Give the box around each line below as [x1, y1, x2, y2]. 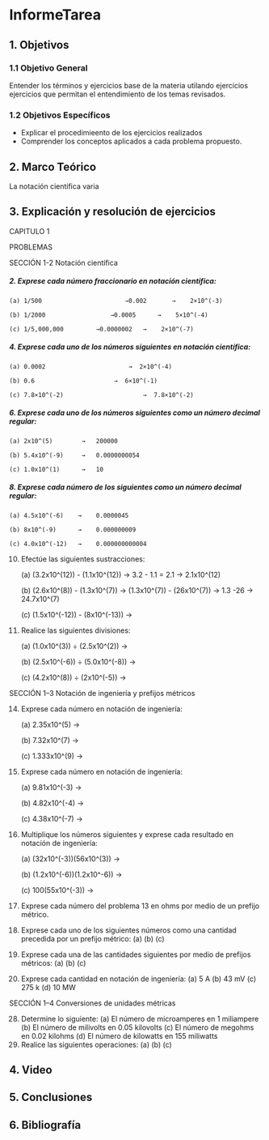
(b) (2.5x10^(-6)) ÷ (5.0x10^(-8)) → [20, 656, 137, 666]
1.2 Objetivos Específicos [9, 109, 111, 121]
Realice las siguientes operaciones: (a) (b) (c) [20, 1040, 172, 1049]
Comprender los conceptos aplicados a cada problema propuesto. [20, 136, 242, 147]
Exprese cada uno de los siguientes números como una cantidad [20, 925, 237, 935]
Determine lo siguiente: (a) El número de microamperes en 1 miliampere [20, 1014, 259, 1023]
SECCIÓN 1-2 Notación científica [9, 258, 118, 267]
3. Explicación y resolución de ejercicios [9, 205, 216, 219]
